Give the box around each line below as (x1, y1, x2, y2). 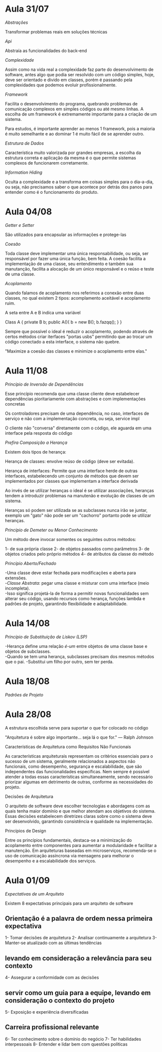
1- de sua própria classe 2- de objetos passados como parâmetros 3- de (5, 545, 150, 552)
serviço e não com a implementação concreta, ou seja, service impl (5, 415, 140, 421)
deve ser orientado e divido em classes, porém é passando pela (5, 77, 133, 83)
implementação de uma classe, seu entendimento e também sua (5, 261, 134, 267)
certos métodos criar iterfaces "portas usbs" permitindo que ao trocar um (5, 334, 152, 339)
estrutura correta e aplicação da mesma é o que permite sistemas (5, 154, 136, 161)
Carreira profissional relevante (5, 1023, 99, 1032)
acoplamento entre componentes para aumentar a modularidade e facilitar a (5, 842, 157, 848)
